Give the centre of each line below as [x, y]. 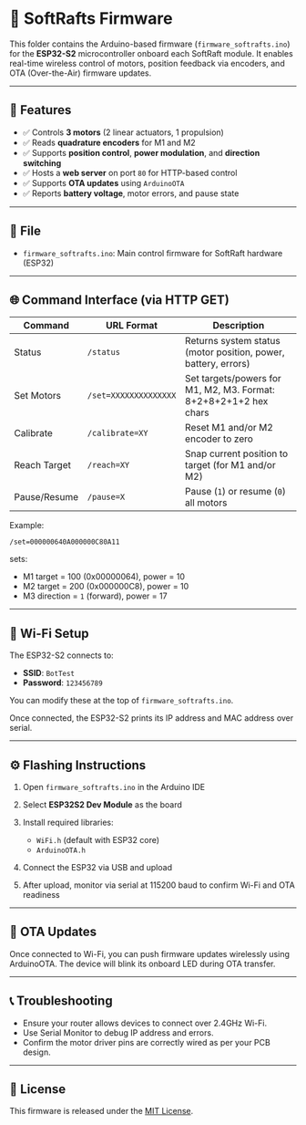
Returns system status [233, 341]
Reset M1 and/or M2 [229, 428]
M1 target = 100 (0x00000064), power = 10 [103, 577]
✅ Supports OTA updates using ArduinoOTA [103, 182]
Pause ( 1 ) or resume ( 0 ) [236, 492]
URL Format [132, 326]
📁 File [25, 231]
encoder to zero [219, 439]
